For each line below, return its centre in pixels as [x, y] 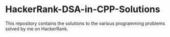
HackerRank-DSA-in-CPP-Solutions [83, 9]
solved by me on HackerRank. [37, 28]
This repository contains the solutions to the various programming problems [85, 23]
